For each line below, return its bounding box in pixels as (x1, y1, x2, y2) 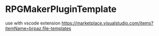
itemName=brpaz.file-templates (5, 25, 72, 31)
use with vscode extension (5, 20, 61, 26)
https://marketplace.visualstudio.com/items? (61, 20, 154, 26)
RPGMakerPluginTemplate (5, 3, 117, 15)
